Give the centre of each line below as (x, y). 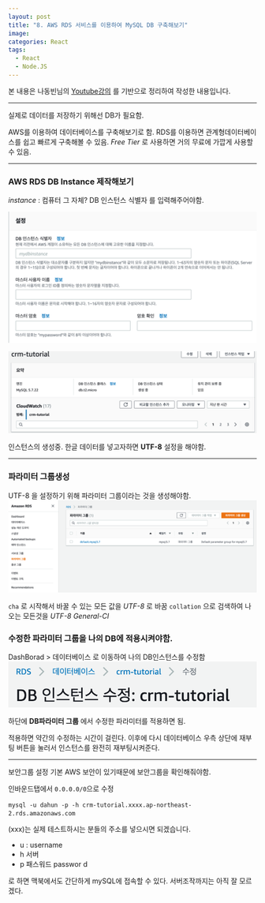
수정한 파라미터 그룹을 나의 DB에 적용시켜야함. (91, 638)
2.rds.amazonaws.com (42, 814)
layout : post (30, 17)
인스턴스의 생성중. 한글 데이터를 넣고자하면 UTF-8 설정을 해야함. (107, 447)
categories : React (38, 42)
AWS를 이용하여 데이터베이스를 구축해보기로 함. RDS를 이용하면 (106, 132)
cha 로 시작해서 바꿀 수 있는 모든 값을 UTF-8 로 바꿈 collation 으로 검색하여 (126, 606)
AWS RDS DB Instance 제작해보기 (71, 182)
